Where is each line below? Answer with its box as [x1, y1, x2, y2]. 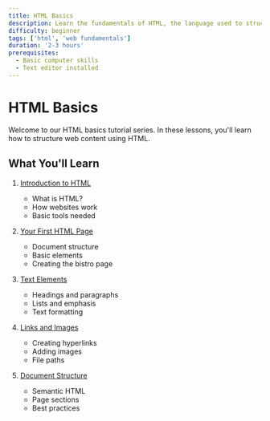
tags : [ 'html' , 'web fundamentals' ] [8, 34, 131, 43]
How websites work [31, 202, 98, 212]
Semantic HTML [31, 386, 86, 395]
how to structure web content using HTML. [8, 133, 150, 143]
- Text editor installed [15, 64, 99, 72]
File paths [31, 354, 65, 365]
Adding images [31, 346, 83, 356]
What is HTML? [31, 193, 83, 203]
